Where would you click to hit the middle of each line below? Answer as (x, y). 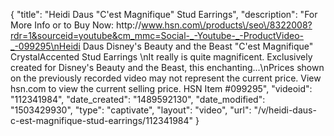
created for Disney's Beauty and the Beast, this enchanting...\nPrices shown (167, 67)
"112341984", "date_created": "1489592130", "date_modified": (138, 99)
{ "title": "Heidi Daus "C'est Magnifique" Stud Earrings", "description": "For (164, 14)
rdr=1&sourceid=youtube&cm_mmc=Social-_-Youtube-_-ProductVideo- (157, 35)
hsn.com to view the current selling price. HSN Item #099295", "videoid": (161, 88)
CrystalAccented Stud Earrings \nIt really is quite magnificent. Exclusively (161, 57)
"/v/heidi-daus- (285, 110)
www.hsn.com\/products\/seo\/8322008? (227, 25)
